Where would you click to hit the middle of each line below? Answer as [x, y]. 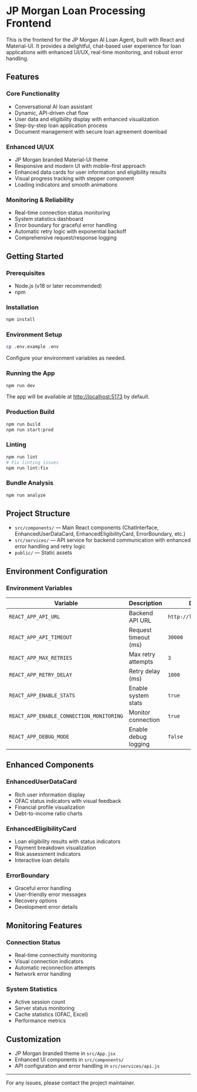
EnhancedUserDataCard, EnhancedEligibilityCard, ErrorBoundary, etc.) [100, 534]
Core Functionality [33, 94]
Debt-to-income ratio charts [48, 813]
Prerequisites [26, 273]
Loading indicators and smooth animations [66, 184]
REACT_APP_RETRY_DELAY [40, 675]
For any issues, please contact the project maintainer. [71, 1083]
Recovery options [36, 901]
